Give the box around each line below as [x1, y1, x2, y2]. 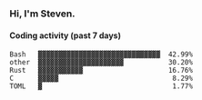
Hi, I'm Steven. [9, 7, 76, 20]
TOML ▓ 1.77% [9, 82, 194, 91]
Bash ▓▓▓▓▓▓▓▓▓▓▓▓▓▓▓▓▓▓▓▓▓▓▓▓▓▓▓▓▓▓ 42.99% [9, 50, 194, 59]
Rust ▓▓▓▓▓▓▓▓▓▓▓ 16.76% [9, 66, 194, 75]
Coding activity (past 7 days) [9, 30, 121, 41]
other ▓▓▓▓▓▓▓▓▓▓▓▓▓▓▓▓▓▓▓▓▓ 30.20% [9, 58, 194, 67]
